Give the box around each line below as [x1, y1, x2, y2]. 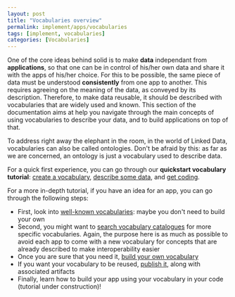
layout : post [7, 10, 46, 18]
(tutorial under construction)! [17, 282, 102, 291]
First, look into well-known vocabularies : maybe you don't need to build [17, 208, 225, 216]
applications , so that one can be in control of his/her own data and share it [7, 63, 225, 72]
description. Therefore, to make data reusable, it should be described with [7, 93, 222, 102]
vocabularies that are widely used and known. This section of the [7, 101, 196, 109]
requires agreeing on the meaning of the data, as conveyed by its [7, 86, 196, 94]
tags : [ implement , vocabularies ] [7, 30, 106, 37]
